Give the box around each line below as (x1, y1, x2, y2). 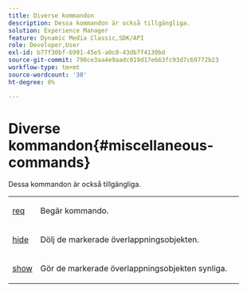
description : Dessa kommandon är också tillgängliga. (8, 19, 191, 27)
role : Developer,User (8, 41, 80, 49)
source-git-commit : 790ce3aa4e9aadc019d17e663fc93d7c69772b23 (8, 56, 219, 64)
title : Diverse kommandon (8, 11, 94, 20)
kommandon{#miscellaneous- (8, 136, 214, 154)
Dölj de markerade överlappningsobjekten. (40, 234, 199, 245)
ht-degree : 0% (8, 78, 56, 86)
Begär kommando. (40, 205, 109, 216)
